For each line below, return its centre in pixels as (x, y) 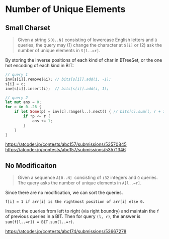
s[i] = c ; (16, 84)
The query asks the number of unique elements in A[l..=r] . (79, 183)
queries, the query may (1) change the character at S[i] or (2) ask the (90, 45)
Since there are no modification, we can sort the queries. (64, 193)
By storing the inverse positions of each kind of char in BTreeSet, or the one (84, 60)
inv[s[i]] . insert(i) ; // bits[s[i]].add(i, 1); (57, 89)
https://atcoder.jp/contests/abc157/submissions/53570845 (66, 144)
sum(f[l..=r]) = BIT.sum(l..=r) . (40, 222)
